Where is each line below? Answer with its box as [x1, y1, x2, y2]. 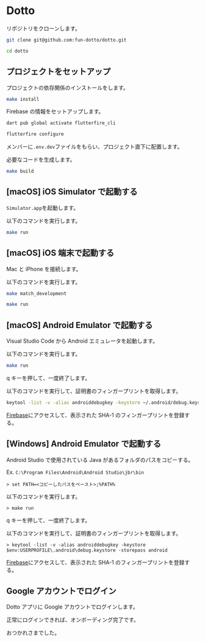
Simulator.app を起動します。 [6, 204, 79, 211]
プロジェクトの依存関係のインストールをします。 [6, 84, 129, 91]
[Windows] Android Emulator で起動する [6, 439, 162, 449]
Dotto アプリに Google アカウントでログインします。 [6, 603, 138, 611]
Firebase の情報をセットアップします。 [6, 108, 104, 115]
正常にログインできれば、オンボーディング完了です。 [6, 616, 139, 624]
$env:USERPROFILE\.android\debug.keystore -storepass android [6, 547, 168, 553]
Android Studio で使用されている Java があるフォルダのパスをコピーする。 [6, 456, 194, 463]
